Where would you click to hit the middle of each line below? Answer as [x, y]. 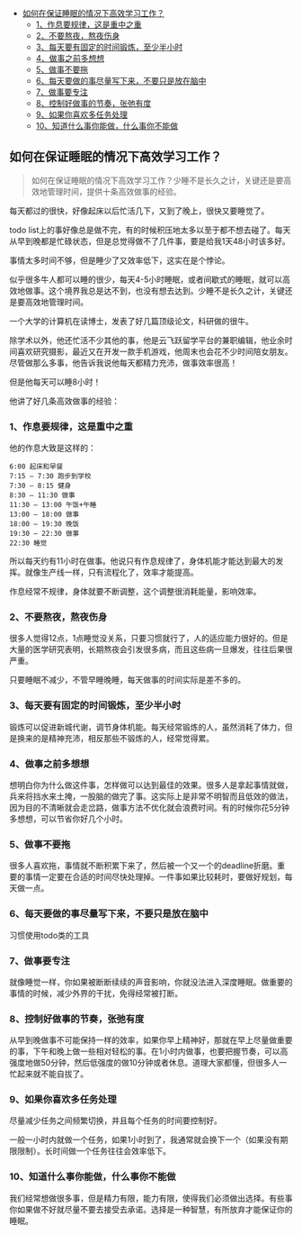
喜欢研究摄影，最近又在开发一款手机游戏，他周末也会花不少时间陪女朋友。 [155, 351]
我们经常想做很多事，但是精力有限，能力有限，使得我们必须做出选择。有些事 [151, 1198]
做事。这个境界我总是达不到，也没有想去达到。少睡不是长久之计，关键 [155, 290]
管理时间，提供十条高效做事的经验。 [114, 191]
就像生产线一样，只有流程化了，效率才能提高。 [111, 572]
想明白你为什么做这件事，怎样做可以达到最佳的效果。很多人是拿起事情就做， [151, 785]
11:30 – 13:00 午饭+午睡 [53, 505]
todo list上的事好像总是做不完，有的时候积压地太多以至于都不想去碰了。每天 [150, 230]
